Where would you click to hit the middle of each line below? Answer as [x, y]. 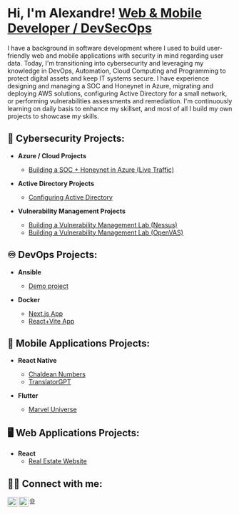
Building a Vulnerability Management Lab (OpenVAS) [106, 232]
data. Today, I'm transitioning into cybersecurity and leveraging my [106, 63]
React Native [37, 361]
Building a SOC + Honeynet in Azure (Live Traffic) [101, 170]
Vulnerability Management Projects [72, 211]
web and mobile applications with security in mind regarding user [128, 56]
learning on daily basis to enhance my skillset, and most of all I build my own [120, 108]
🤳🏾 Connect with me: [55, 484]
